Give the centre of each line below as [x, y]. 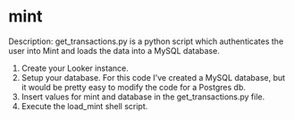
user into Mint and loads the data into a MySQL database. [114, 50]
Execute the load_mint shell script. [84, 106]
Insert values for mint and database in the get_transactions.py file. [143, 97]
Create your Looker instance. [75, 68]
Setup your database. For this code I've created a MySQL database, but [153, 77]
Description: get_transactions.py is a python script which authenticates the [146, 41]
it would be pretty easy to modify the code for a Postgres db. [134, 87]
